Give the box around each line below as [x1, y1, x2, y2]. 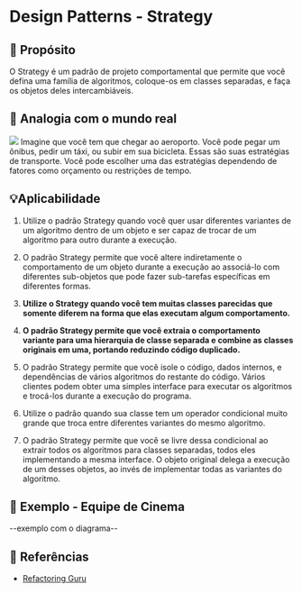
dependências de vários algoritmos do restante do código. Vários [22, 371, 266, 382]
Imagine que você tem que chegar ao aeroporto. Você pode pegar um [20, 136, 280, 147]
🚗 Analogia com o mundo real [9, 111, 178, 127]
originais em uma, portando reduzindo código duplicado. [22, 344, 241, 355]
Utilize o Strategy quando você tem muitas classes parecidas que [22, 297, 273, 308]
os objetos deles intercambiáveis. [9, 86, 133, 96]
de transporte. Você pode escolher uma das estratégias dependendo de [9, 155, 278, 166]
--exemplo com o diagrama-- [9, 523, 119, 534]
